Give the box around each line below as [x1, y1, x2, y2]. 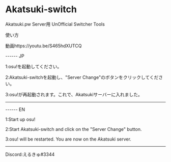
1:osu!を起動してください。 [5, 63, 62, 69]
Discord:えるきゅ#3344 [5, 151, 55, 157]
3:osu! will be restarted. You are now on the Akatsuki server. [5, 136, 131, 142]
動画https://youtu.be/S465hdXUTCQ [5, 42, 82, 49]
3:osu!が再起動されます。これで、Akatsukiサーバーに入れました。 [5, 91, 142, 97]
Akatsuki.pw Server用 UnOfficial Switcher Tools [5, 21, 105, 27]
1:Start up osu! [5, 116, 36, 122]
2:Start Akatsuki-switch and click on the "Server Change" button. [5, 126, 142, 132]
